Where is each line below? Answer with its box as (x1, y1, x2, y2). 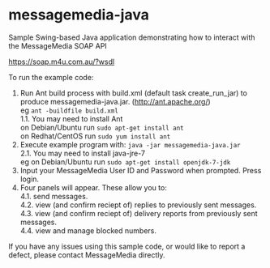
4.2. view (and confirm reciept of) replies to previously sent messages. (19, 200, 257, 210)
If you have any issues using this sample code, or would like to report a (8, 241, 246, 251)
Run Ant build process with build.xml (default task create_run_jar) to (19, 87, 247, 98)
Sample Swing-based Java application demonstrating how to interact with (8, 32, 255, 42)
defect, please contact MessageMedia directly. (8, 249, 165, 260)
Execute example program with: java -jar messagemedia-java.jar (19, 139, 241, 149)
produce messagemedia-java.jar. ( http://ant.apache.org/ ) (19, 96, 211, 106)
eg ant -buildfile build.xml (19, 105, 119, 115)
